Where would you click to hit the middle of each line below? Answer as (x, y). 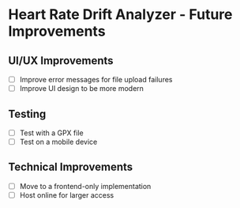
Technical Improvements (71, 167)
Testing (27, 113)
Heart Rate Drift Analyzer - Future (120, 15)
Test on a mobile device (58, 142)
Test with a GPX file (52, 133)
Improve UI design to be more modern (82, 89)
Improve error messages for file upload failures (96, 79)
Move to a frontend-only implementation (85, 186)
